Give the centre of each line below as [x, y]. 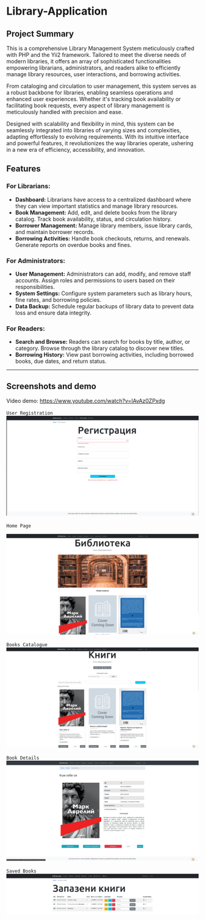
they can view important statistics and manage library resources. [97, 206]
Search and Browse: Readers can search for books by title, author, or [103, 342]
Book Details [23, 758]
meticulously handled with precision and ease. [65, 112]
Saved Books [21, 871]
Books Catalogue [27, 645]
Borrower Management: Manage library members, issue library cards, [104, 225]
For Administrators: [36, 260]
